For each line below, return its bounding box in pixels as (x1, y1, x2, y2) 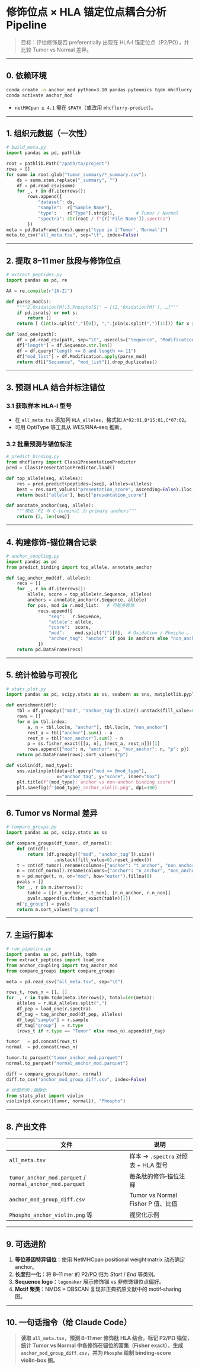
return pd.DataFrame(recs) (17, 647, 84, 652)
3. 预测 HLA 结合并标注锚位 (6, 382, 105, 392)
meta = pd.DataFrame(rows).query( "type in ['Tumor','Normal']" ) (6, 226, 168, 233)
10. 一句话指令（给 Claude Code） (6, 1317, 132, 1328)
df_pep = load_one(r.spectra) (17, 1006, 92, 1012)
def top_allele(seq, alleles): (6, 475, 84, 481)
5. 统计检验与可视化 (6, 670, 78, 680)
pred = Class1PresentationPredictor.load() (6, 465, 115, 471)
